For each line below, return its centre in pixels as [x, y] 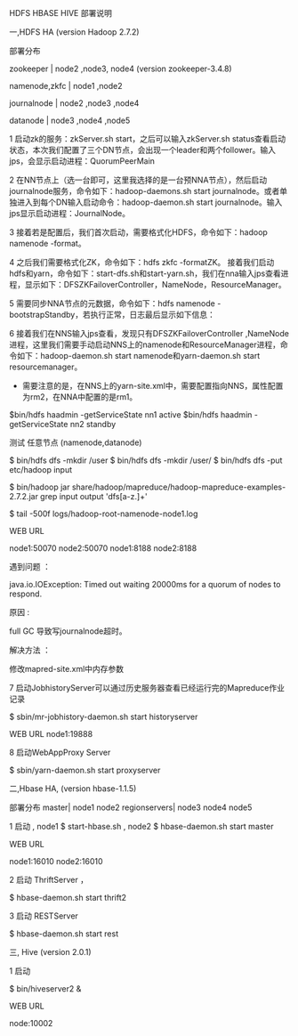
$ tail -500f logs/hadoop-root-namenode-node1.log [104, 514]
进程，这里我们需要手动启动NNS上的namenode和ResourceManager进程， [145, 344]
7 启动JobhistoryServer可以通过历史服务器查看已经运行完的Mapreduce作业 [147, 688]
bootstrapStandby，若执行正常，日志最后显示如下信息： [112, 315]
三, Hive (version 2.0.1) [50, 952]
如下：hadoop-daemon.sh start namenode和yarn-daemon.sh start [138, 356]
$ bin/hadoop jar [40, 487]
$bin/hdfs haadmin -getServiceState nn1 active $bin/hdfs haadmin [131, 415]
